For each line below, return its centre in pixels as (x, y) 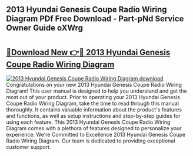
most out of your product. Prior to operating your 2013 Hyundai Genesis (93, 97)
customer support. (29, 147)
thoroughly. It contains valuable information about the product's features (94, 110)
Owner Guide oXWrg (45, 28)
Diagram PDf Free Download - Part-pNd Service (95, 19)
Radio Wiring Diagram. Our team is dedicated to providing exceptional (91, 141)
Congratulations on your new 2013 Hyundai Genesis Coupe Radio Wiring (94, 85)
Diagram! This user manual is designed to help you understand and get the (96, 91)
